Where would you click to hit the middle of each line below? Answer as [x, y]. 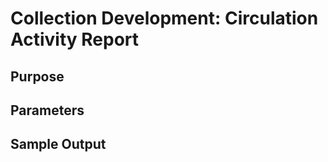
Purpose [37, 76]
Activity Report [75, 39]
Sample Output [58, 144]
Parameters [47, 110]
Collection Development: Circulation [164, 18]
